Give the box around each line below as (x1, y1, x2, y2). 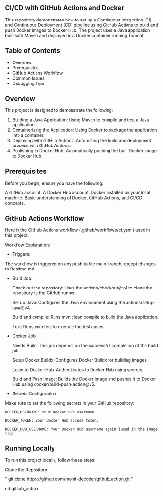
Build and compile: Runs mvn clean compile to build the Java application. (12, 314, 159, 320)
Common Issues (12, 75, 45, 81)
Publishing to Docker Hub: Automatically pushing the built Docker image (12, 148, 157, 154)
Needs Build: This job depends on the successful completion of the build (12, 343, 158, 349)
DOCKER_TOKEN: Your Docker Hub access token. (5, 418, 99, 423)
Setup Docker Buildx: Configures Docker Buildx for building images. (12, 357, 148, 363)
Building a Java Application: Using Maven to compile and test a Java (12, 117, 149, 123)
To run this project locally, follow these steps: (5, 457, 96, 463)
